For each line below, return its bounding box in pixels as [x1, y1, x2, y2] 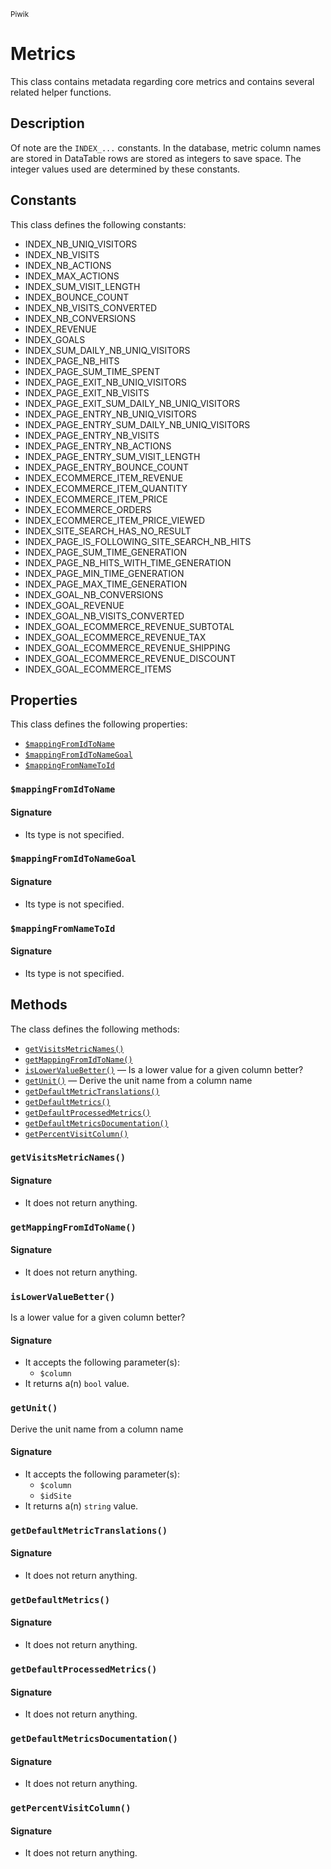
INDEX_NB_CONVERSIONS [24, 312, 137, 324]
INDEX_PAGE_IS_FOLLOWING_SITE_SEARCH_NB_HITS [24, 535, 252, 547]
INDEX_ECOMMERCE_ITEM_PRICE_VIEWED [24, 514, 206, 526]
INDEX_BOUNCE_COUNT [24, 291, 130, 303]
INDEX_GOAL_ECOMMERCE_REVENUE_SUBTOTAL [24, 620, 235, 632]
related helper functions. [10, 86, 112, 98]
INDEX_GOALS [24, 333, 86, 345]
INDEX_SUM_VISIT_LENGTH [24, 280, 141, 292]
